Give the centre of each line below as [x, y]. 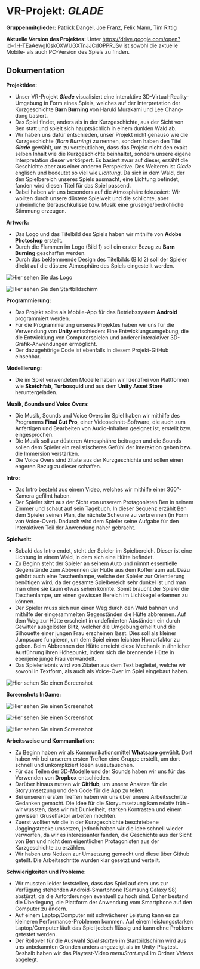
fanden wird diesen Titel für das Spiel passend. [73, 185]
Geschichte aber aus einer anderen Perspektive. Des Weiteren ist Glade [103, 166]
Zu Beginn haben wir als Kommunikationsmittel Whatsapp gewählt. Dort [104, 752]
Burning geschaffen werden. [50, 253]
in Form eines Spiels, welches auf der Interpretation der [112, 103]
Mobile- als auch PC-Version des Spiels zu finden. [68, 51]
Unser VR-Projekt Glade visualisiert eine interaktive [78, 96]
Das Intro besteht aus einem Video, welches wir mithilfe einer [90, 489]
